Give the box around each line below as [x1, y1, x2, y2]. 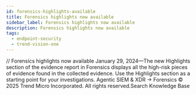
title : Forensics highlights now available [6, 14, 114, 20]
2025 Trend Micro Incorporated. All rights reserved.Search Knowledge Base [6, 82, 190, 89]
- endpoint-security [11, 36, 62, 42]
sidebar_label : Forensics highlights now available [6, 19, 135, 25]
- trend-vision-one [11, 42, 59, 48]
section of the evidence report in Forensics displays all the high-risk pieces [6, 63, 188, 70]
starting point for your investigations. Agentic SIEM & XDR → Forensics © [6, 76, 183, 83]
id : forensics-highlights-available [6, 8, 96, 15]
